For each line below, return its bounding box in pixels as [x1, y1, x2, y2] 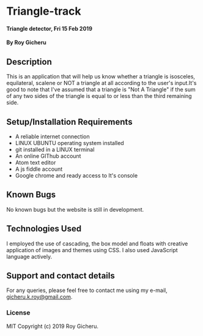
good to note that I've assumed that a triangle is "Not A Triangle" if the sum [6, 86, 196, 93]
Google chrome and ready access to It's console [15, 172, 138, 179]
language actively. [6, 253, 53, 260]
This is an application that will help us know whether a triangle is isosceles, [6, 73, 196, 80]
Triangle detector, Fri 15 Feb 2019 [6, 24, 93, 32]
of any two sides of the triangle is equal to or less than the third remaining [6, 92, 192, 100]
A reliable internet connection [15, 133, 90, 140]
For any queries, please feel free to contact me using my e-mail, [6, 286, 168, 294]
